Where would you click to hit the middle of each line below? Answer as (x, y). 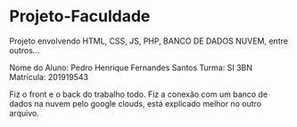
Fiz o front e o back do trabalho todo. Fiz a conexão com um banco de (139, 94)
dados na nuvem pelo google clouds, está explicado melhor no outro (135, 103)
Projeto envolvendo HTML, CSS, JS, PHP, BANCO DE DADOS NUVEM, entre (148, 41)
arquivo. (25, 113)
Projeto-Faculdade (80, 16)
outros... (25, 50)
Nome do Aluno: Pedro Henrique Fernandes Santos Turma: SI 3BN (131, 67)
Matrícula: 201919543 (49, 76)
